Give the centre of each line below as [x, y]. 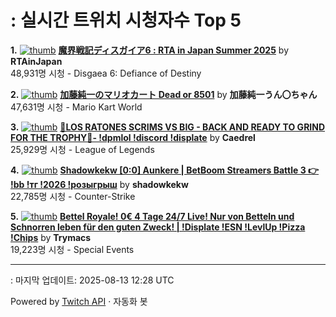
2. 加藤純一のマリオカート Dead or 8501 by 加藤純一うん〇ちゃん [164, 94]
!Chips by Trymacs [51, 237]
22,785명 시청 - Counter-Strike [73, 196]
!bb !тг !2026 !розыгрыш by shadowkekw [99, 184]
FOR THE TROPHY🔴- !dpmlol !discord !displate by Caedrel [133, 137]
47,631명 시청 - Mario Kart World [76, 107]
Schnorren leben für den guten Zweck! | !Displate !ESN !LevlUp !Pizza [158, 227]
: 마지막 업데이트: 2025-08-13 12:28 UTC [92, 280]
